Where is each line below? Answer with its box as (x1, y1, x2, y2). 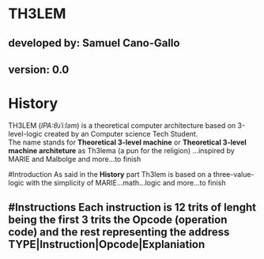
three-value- (213, 169, 255, 178)
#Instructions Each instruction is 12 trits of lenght (8, 201, 257, 214)
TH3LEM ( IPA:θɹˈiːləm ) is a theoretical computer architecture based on (8, 120, 236, 130)
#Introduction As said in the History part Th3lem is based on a (8, 169, 212, 178)
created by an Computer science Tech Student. (43, 129, 198, 138)
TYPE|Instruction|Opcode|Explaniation (8, 238, 206, 251)
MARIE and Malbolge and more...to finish (8, 154, 141, 163)
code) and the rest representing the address (8, 226, 230, 239)
